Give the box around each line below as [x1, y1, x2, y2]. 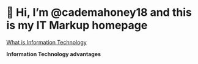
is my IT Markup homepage [6, 18, 148, 32]
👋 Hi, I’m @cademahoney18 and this [6, 5, 193, 20]
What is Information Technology [6, 38, 87, 46]
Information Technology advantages [6, 50, 101, 57]
